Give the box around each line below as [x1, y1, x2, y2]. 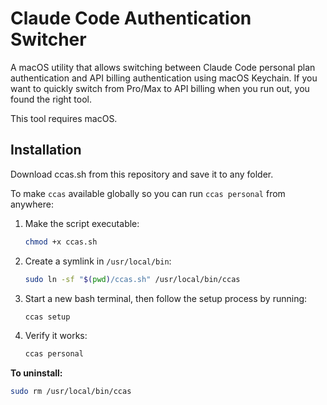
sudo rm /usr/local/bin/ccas [10, 387, 132, 397]
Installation [10, 142, 82, 159]
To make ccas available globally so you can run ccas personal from [10, 187, 286, 199]
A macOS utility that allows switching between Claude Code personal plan [10, 61, 316, 73]
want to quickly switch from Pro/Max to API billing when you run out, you [10, 82, 310, 94]
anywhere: [10, 198, 54, 210]
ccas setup [24, 312, 71, 322]
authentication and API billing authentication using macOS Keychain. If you [10, 72, 318, 84]
